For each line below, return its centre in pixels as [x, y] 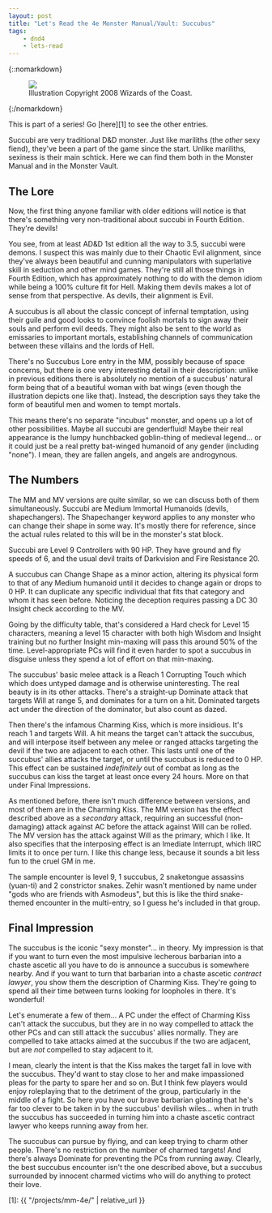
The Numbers [44, 480]
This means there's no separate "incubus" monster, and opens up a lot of [131, 420]
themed [21, 902]
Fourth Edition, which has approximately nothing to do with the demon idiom [136, 278]
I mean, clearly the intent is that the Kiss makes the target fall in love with [130, 1065]
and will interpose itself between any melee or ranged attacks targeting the [134, 742]
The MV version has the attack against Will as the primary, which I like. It [130, 835]
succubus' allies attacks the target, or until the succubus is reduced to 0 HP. [136, 759]
